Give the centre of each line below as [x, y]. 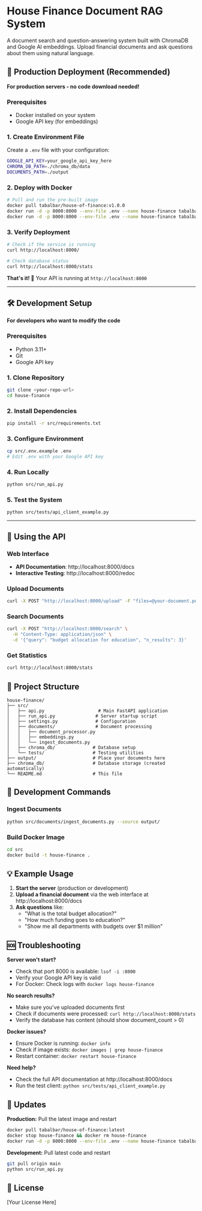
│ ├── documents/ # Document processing [79, 727]
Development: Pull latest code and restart [59, 1152]
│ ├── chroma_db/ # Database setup [71, 748]
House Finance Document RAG [85, 11]
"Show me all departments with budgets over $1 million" [94, 926]
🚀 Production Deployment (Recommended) [88, 72]
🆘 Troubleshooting [44, 945]
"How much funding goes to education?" [75, 920]
